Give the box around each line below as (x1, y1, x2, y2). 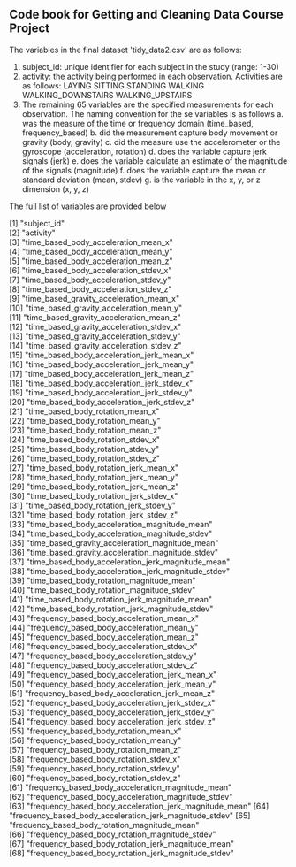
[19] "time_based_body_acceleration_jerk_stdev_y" (9, 387, 193, 397)
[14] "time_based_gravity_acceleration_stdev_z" (9, 340, 182, 350)
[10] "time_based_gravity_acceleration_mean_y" (9, 303, 183, 313)
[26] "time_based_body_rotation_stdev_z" (9, 453, 161, 464)
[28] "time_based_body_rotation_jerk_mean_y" (9, 472, 179, 482)
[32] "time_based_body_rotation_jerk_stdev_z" (9, 509, 178, 520)
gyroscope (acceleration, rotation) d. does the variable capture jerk (21, 146, 267, 157)
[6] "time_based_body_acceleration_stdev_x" (9, 265, 172, 275)
